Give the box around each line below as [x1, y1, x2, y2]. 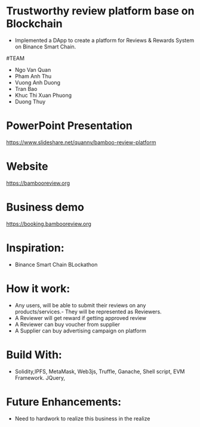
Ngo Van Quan [14, 66, 51, 73]
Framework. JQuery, [14, 374, 66, 381]
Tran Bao [14, 85, 38, 92]
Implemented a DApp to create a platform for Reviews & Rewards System [14, 36, 195, 44]
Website [6, 160, 48, 173]
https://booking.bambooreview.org [6, 220, 91, 227]
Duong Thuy [14, 97, 46, 105]
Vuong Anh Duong [14, 79, 61, 86]
